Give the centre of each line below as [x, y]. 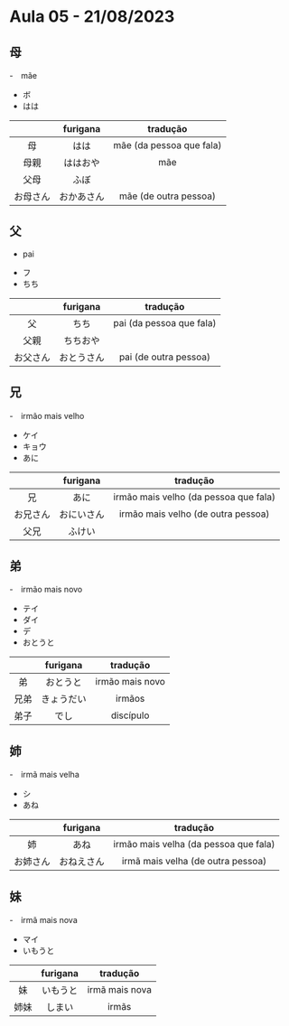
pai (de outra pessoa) [164, 357]
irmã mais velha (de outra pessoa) [194, 862]
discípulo [130, 715]
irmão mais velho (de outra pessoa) [194, 514]
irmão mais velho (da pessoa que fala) [194, 497]
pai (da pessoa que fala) [165, 322]
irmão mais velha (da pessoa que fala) [194, 844]
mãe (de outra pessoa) [168, 196]
